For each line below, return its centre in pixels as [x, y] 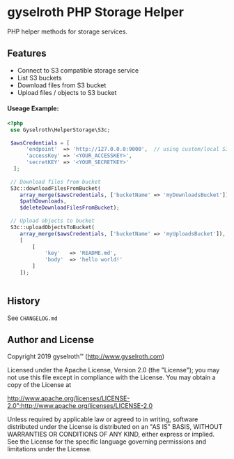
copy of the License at [39, 385]
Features [27, 53]
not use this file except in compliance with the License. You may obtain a [111, 377]
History [24, 301]
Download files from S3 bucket [62, 85]
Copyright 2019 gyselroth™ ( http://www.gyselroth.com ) [86, 356]
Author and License [51, 340]
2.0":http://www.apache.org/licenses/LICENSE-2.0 [80, 406]
